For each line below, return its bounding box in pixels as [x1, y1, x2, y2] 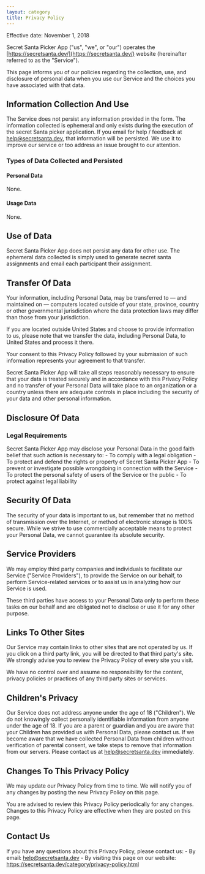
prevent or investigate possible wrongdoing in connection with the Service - [6, 464, 198, 472]
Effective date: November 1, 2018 [6, 31, 90, 39]
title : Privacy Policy [6, 15, 64, 21]
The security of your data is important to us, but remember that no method [6, 511, 195, 519]
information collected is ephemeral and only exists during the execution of [6, 122, 194, 129]
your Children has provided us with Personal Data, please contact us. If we [6, 729, 195, 736]
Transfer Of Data [6, 278, 72, 288]
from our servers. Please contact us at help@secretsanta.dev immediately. [6, 748, 195, 756]
